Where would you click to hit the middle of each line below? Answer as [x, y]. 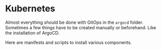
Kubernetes [30, 9]
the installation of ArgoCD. [32, 33]
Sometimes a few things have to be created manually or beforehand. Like [81, 27]
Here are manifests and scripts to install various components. [68, 42]
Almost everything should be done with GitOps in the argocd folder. [74, 22]
